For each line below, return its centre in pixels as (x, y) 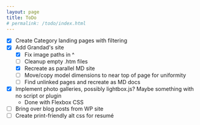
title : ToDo (21, 18)
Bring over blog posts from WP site (59, 109)
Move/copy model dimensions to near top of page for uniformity (105, 75)
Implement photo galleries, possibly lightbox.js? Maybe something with (105, 88)
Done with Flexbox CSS (54, 102)
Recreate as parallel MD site (60, 68)
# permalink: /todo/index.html (46, 23)
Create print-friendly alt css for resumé (65, 115)
